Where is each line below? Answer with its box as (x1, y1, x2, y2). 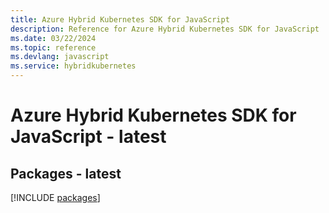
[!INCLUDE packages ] (10, 192, 101, 203)
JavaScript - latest (10, 126, 167, 148)
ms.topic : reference (10, 42, 97, 53)
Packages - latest (10, 165, 122, 182)
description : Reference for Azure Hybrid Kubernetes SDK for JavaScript (10, 24, 320, 34)
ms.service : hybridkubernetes (10, 61, 137, 71)
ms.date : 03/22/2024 (10, 33, 97, 43)
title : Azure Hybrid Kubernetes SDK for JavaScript (10, 14, 230, 25)
